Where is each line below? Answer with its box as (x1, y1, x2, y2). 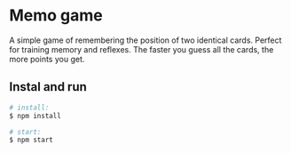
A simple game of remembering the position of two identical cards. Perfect (9, 35, 282, 45)
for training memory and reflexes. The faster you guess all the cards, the (9, 44, 274, 54)
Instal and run (9, 79, 87, 94)
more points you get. (9, 53, 85, 64)
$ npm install (9, 111, 62, 120)
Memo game (9, 5, 104, 26)
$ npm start (9, 135, 53, 145)
